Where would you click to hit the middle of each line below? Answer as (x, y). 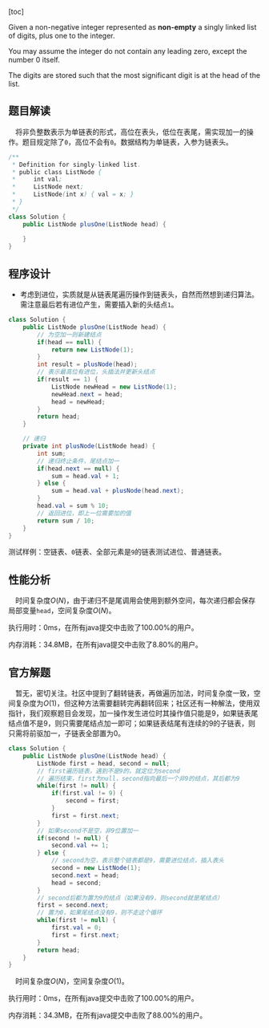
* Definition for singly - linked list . (76, 165)
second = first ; (92, 801)
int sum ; (52, 453)
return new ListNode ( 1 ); (92, 349)
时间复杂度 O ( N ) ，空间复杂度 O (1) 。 (72, 981)
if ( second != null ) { (73, 838)
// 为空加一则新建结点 (69, 335)
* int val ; (37, 180)
